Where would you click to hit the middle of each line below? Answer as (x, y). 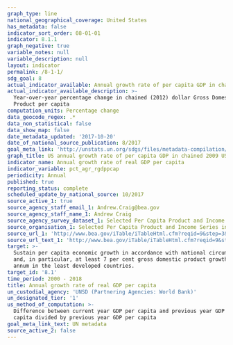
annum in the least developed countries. (74, 266)
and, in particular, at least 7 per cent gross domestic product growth (121, 259)
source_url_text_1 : (35, 240)
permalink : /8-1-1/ (35, 72)
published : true (31, 182)
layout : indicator (34, 65)
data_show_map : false (38, 130)
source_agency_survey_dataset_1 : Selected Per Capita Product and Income (116, 220)
